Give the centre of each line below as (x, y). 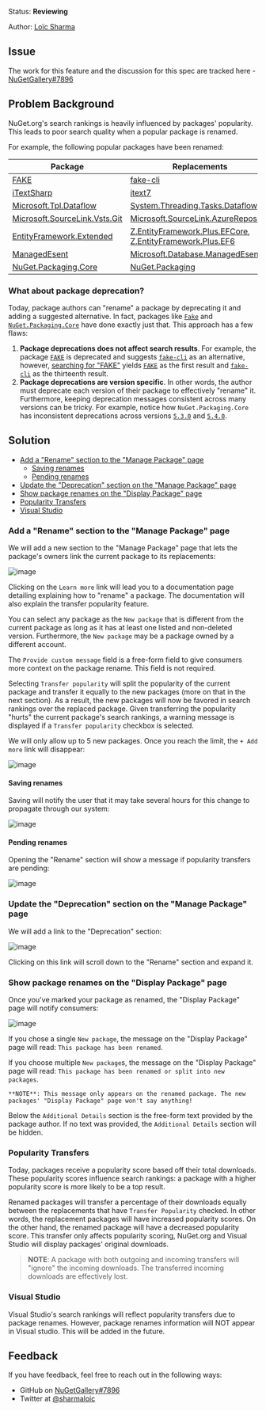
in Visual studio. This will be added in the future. (87, 1331)
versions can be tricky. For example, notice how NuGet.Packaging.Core (134, 407)
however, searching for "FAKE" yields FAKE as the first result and (124, 365)
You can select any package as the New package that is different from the (126, 619)
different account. (37, 645)
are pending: (29, 868)
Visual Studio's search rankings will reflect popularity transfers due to (122, 1314)
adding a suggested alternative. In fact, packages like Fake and (110, 316)
